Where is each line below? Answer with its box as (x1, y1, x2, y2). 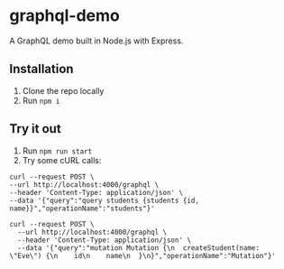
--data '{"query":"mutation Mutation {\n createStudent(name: (17, 243, 260, 253)
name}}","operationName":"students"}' (9, 204, 155, 213)
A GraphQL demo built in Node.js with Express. (9, 35, 184, 46)
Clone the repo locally (22, 85, 105, 96)
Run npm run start (22, 145, 93, 156)
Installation (9, 61, 74, 77)
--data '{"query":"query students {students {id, (9, 196, 200, 205)
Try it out (9, 121, 61, 136)
